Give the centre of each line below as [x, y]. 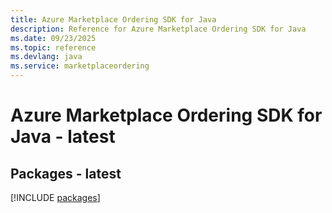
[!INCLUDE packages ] [55, 197]
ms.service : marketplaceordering [80, 66]
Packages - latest [66, 173]
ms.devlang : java [46, 57]
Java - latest [63, 137]
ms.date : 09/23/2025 [53, 38]
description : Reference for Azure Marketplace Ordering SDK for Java [158, 29]
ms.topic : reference [53, 47]
